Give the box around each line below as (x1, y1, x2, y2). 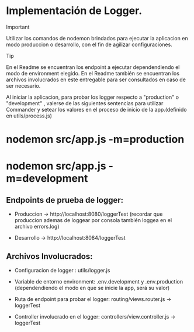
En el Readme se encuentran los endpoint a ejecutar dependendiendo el (6, 63, 180, 71)
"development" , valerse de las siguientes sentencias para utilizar (6, 99, 164, 106)
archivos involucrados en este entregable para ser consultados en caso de (6, 76, 186, 83)
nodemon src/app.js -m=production (6, 133, 185, 146)
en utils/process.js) (6, 112, 53, 119)
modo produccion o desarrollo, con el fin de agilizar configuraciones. (6, 41, 172, 48)
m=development (6, 172, 88, 185)
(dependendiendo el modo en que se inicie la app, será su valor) (14, 284, 170, 291)
